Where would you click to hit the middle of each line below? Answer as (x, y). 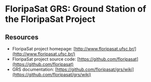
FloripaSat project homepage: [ (44, 49)
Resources (22, 37)
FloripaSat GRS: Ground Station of (76, 9)
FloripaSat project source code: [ (46, 59)
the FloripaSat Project (50, 19)
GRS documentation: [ (35, 69)
